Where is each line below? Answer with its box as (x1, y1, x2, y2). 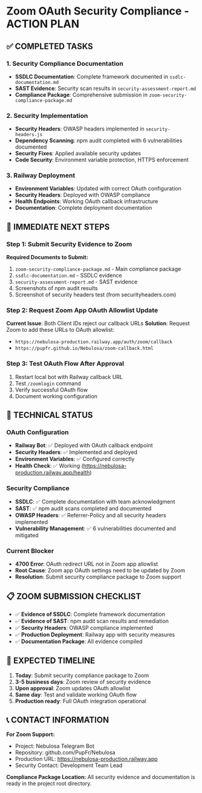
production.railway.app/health (15, 469, 90, 476)
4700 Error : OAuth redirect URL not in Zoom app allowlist (15, 560, 158, 568)
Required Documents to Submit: (6, 254, 89, 261)
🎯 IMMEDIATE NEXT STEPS (6, 222, 110, 232)
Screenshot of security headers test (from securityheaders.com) (15, 291, 177, 299)
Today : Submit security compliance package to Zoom (15, 672, 149, 679)
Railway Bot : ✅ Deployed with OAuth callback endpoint (15, 442, 153, 449)
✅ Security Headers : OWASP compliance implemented (15, 624, 153, 631)
